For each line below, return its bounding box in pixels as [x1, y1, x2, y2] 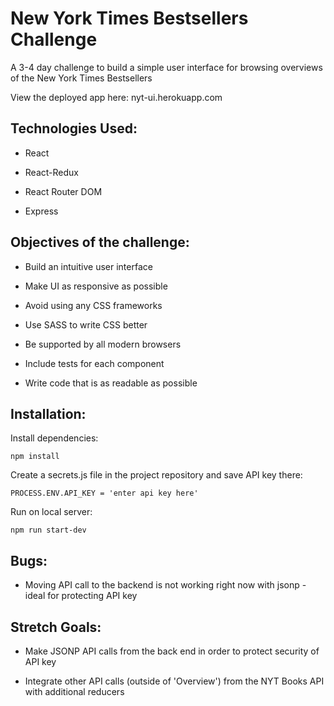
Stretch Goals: [10, 618, 102, 636]
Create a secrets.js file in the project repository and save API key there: [10, 469, 303, 481]
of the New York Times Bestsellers [10, 72, 153, 84]
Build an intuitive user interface [24, 260, 153, 272]
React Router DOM [24, 185, 103, 197]
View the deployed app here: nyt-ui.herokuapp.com [10, 91, 223, 103]
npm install [10, 452, 60, 462]
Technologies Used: [10, 120, 138, 137]
